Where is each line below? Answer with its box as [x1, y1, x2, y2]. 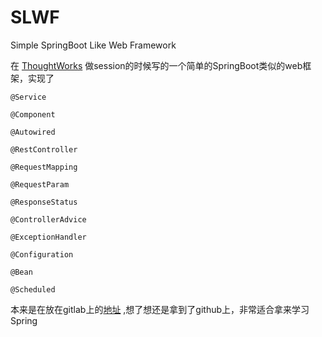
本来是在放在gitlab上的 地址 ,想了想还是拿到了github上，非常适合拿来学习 [10, 303, 310, 315]
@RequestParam [10, 179, 70, 190]
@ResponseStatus [10, 197, 78, 207]
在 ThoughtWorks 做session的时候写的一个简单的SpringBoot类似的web [10, 59, 303, 71]
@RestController [10, 144, 78, 155]
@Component [10, 109, 56, 120]
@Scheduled [10, 284, 56, 295]
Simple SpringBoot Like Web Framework [10, 39, 177, 51]
